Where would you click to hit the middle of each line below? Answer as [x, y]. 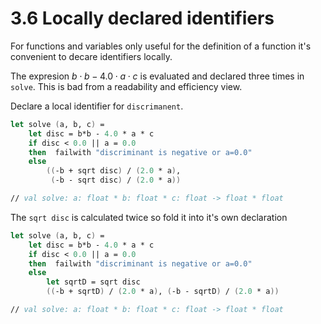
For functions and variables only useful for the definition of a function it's [161, 46]
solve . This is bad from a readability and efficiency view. [126, 86]
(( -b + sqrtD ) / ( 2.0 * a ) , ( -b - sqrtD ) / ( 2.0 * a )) [163, 292]
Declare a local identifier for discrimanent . [97, 106]
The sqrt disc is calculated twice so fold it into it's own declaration [149, 217]
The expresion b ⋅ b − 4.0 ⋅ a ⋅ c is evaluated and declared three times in [157, 76]
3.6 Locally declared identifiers [142, 18]
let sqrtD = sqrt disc [93, 282]
